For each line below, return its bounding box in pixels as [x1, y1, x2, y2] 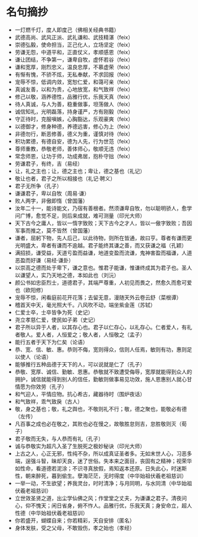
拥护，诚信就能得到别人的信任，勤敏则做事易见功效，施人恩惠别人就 [14, 375, 182, 382]
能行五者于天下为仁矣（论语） [14, 338, 88, 346]
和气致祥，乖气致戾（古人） [14, 398, 83, 405]
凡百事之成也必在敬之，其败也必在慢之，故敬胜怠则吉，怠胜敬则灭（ [14, 420, 182, 427]
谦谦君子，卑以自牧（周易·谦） [14, 190, 90, 197]
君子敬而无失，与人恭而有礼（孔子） [14, 435, 104, 442]
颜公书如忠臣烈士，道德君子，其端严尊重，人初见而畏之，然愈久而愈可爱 [14, 279, 192, 286]
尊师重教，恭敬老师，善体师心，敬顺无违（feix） [14, 145, 134, 152]
